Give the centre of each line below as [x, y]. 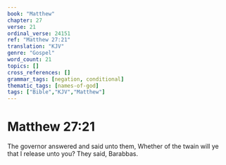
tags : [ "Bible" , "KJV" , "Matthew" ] [56, 92]
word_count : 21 [30, 60]
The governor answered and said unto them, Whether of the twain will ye [113, 146]
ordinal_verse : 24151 [39, 33]
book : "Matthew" [31, 14]
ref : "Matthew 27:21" [39, 40]
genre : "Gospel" [31, 53]
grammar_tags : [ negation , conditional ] [66, 79]
